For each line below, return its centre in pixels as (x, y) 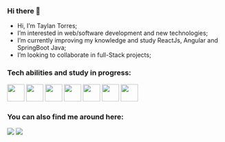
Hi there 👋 (24, 11)
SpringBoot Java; (42, 48)
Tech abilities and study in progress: (69, 73)
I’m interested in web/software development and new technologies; (112, 33)
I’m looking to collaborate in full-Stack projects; (84, 55)
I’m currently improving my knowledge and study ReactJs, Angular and (118, 40)
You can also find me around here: (65, 117)
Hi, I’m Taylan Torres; (47, 26)
